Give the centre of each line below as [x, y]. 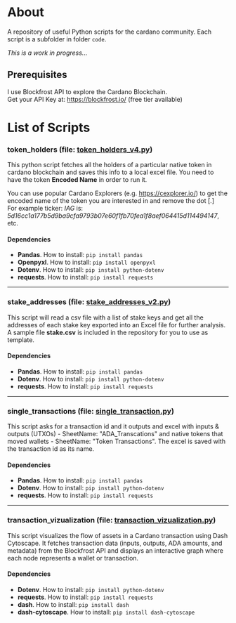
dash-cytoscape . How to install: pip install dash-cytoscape [106, 612]
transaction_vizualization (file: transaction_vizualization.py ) [112, 520]
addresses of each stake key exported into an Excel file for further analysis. [117, 324]
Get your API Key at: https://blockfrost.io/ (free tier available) [95, 99]
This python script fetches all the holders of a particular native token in [110, 165]
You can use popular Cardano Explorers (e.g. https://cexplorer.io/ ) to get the [118, 193]
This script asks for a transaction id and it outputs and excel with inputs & [113, 426]
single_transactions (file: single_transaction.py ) [91, 411]
